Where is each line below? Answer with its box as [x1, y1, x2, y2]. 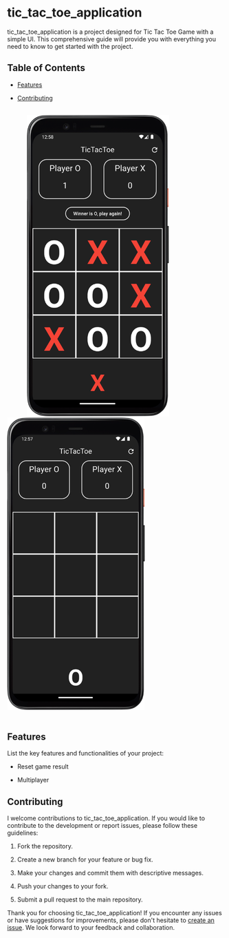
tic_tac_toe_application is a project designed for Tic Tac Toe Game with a [7, 28, 214, 36]
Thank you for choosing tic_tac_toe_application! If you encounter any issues [7, 908, 222, 917]
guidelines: [7, 828, 39, 837]
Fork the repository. [17, 842, 74, 850]
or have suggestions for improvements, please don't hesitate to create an [7, 916, 215, 924]
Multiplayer [17, 776, 50, 784]
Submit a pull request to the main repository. [17, 895, 143, 904]
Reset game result [17, 762, 69, 771]
